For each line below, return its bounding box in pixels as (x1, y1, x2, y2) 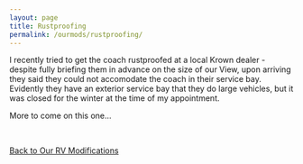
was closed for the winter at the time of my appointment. (9, 93, 220, 104)
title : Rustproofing (9, 22, 87, 31)
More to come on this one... (9, 110, 112, 122)
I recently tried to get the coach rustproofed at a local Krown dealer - (9, 55, 266, 66)
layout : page (9, 13, 59, 23)
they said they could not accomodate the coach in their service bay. (9, 74, 262, 85)
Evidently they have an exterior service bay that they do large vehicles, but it (9, 83, 294, 95)
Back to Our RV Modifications (9, 145, 119, 156)
